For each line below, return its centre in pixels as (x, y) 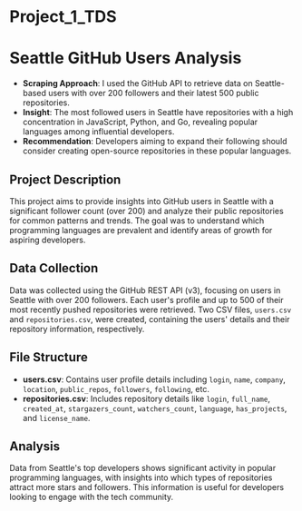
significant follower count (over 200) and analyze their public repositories (146, 211)
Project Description (65, 179)
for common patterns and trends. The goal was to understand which (137, 221)
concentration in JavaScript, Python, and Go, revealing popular (140, 122)
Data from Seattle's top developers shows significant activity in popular (143, 468)
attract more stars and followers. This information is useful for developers (146, 487)
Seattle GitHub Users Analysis (126, 59)
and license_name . (56, 418)
